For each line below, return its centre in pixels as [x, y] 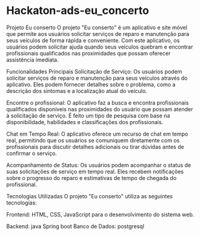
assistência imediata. [32, 60]
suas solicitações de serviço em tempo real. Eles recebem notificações [95, 172]
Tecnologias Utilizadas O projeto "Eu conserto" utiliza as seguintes [89, 196]
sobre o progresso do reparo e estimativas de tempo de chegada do [92, 178]
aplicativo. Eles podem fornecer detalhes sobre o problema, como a [91, 84]
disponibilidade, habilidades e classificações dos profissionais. [85, 122]
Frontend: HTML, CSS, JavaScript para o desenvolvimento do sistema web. [100, 214]
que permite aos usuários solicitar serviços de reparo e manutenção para [98, 33]
